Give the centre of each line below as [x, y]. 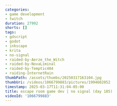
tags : [11, 32]
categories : [17, 10]
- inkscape [16, 46]
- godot [13, 42]
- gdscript [16, 37]
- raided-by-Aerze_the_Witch [35, 60]
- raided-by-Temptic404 [29, 69]
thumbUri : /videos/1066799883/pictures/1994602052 [58, 82]
